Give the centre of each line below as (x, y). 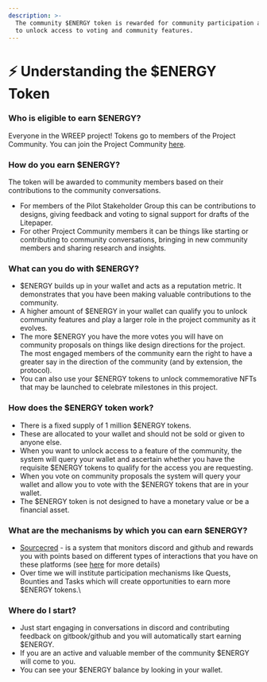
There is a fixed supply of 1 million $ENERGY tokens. (106, 425)
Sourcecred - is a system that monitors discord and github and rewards (137, 548)
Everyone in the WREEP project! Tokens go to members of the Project (122, 135)
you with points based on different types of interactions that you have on (139, 556)
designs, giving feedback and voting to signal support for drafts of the (134, 215)
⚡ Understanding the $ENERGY (112, 71)
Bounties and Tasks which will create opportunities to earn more (125, 582)
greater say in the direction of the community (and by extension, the (131, 362)
